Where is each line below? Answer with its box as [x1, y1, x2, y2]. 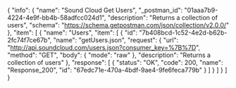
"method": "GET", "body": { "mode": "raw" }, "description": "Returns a [7, 51, 211, 59]
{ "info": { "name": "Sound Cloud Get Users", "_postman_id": [7, 6, 183, 14]
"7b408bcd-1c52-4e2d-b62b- [139, 28, 228, 37]
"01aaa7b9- [184, 6, 218, 14]
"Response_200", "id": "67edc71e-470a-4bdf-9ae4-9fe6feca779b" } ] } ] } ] [7, 66, 228, 74]
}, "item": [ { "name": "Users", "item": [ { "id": [7, 28, 138, 37]
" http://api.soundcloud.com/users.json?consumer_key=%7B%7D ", [7, 44, 201, 51]
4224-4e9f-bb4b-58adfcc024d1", [7, 13, 106, 22]
